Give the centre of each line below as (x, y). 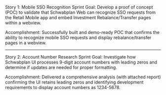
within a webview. (23, 23)
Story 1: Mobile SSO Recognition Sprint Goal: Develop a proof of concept (79, 7)
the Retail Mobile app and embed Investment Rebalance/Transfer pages (78, 17)
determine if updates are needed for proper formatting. (61, 67)
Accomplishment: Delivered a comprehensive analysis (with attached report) (83, 77)
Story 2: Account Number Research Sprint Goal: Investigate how (70, 57)
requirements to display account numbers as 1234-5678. (63, 87)
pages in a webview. (26, 43)
